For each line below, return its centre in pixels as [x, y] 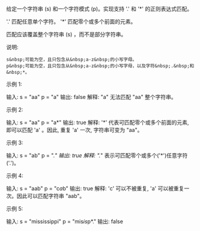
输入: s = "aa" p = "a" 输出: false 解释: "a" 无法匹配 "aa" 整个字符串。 [91, 97]
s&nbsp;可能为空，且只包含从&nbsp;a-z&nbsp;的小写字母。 [71, 59]
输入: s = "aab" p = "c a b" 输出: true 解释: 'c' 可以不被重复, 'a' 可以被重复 [95, 188]
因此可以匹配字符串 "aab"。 [51, 196]
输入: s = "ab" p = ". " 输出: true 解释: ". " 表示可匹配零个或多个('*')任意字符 [97, 155]
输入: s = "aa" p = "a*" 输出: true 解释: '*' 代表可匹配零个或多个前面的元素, [98, 122]
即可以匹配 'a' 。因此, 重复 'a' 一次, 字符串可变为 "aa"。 [74, 130]
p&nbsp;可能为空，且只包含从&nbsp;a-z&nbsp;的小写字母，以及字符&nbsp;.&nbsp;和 [100, 66]
